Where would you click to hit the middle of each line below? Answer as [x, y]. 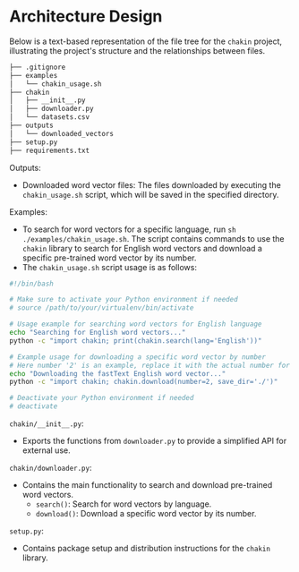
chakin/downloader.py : [51, 468]
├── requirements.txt [50, 150]
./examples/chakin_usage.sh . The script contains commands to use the [153, 238]
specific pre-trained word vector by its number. [109, 258]
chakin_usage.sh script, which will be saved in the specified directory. [150, 194]
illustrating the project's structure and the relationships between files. [137, 50]
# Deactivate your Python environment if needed [102, 398]
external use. [46, 450]
